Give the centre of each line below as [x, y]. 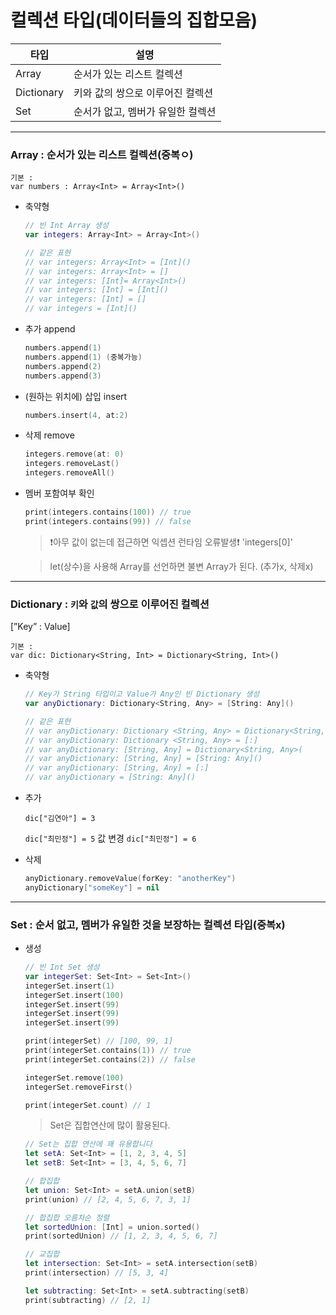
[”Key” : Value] [40, 627]
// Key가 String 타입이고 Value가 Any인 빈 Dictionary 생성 [142, 694]
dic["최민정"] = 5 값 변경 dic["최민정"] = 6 [110, 838]
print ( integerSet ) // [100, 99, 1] [99, 1041]
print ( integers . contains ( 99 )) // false [108, 521]
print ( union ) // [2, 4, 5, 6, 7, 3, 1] [108, 1199]
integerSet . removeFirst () [78, 1087]
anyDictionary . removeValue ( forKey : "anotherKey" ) [130, 879]
